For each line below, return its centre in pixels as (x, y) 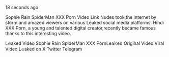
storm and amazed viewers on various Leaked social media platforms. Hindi (84, 23)
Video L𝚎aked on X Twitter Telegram (44, 49)
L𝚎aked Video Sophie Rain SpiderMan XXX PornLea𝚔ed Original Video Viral (85, 43)
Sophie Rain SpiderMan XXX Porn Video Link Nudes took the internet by (81, 17)
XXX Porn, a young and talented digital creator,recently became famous (81, 28)
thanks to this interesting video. (38, 33)
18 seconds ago (22, 7)
